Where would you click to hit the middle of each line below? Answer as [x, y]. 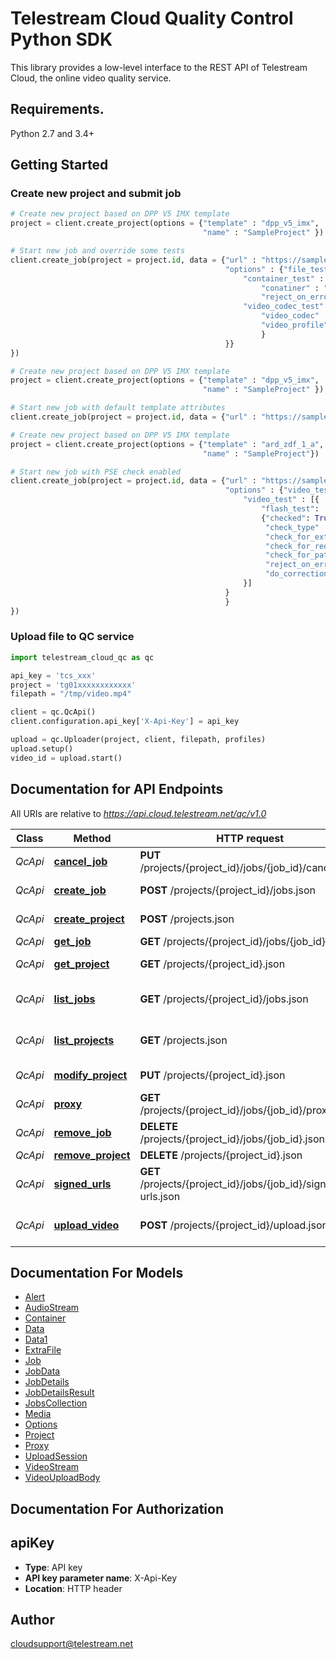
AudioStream [52, 1308]
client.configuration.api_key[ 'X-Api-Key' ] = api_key [125, 722]
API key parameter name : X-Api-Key [101, 1578]
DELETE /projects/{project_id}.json [221, 1155]
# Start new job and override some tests [98, 251]
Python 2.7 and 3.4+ [52, 133]
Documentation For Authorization [117, 1508]
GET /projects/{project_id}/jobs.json [224, 999]
